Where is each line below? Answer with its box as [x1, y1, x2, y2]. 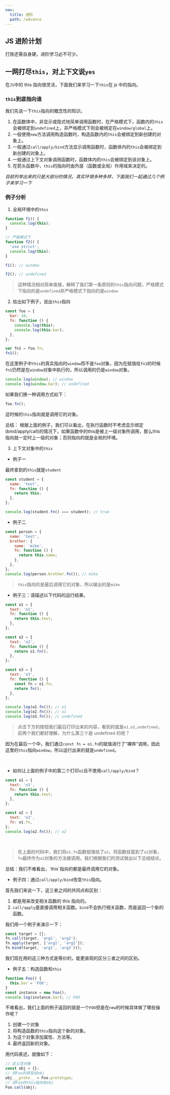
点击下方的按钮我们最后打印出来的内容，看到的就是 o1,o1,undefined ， [17, 723, 162, 730]
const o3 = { [5, 667, 33, 672]
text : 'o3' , [10, 672, 35, 677]
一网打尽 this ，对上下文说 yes [5, 67, 96, 76]
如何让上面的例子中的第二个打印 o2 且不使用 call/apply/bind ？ [12, 767, 140, 773]
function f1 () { [5, 216, 39, 221]
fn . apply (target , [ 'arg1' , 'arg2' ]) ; [5, 940, 85, 946]
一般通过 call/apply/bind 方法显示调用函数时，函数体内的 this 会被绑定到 [12, 144, 162, 150]
